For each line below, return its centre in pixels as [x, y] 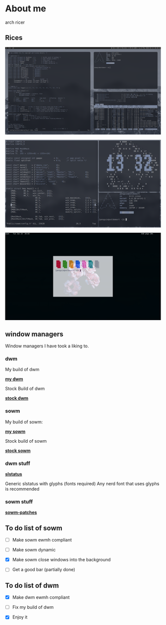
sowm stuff [19, 501]
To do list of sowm [34, 528]
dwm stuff [18, 463]
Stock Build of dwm [25, 389]
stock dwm [17, 398]
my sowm [15, 431]
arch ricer [15, 22]
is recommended [22, 489]
